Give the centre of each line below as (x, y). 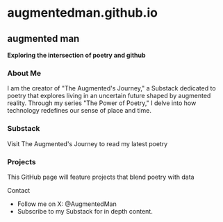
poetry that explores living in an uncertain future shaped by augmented (109, 96)
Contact (18, 190)
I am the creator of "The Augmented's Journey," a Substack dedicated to (112, 88)
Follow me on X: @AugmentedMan (67, 204)
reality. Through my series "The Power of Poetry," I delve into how (102, 103)
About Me (24, 73)
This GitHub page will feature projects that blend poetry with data (101, 177)
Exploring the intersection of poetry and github (76, 55)
